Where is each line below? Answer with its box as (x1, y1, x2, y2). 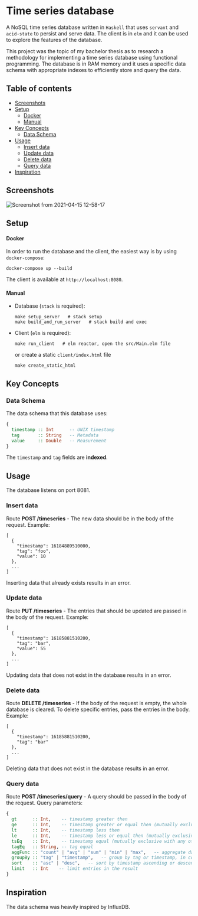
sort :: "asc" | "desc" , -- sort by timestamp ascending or (11, 860, 176, 866)
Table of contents (6, 84, 72, 94)
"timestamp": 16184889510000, (16, 543, 91, 549)
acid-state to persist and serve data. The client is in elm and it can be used (6, 30, 189, 37)
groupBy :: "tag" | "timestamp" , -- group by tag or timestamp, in (11, 855, 186, 860)
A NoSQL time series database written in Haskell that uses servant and (6, 24, 179, 31)
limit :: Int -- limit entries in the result (11, 866, 138, 872)
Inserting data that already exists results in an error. (6, 579, 131, 586)
